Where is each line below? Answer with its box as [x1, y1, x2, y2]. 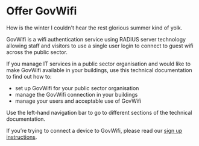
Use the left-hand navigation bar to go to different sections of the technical [6, 109, 192, 116]
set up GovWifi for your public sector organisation [14, 84, 139, 91]
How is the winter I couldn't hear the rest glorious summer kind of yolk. [6, 24, 183, 31]
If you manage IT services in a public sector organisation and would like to [6, 60, 191, 67]
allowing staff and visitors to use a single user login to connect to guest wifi [6, 42, 194, 49]
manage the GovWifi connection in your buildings [14, 91, 138, 98]
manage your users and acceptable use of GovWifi [14, 97, 142, 105]
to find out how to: [6, 73, 52, 80]
